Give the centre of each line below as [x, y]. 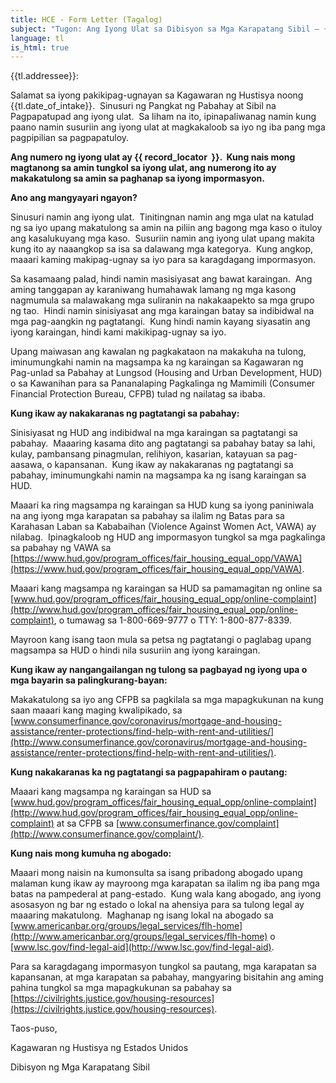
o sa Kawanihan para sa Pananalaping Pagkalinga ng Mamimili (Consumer [163, 383]
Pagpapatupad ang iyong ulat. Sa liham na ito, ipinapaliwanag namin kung [163, 117]
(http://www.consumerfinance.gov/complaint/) [106, 834]
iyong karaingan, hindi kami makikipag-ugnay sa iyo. [118, 332]
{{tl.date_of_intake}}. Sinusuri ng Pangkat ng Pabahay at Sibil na [143, 106]
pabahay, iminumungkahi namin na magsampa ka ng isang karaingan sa [158, 475]
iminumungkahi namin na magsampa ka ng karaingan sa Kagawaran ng [157, 362]
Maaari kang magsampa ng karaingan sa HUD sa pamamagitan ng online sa [166, 588]
